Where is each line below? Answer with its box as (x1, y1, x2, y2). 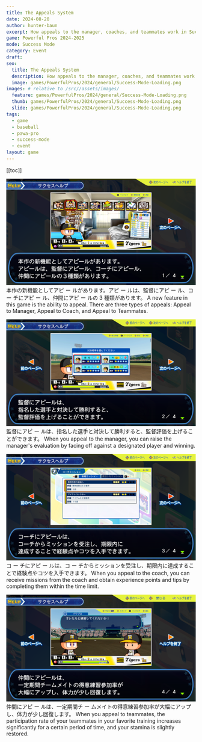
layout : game (6, 149, 39, 156)
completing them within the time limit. (6, 583, 99, 590)
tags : (6, 111, 20, 117)
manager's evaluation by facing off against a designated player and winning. (6, 442, 195, 449)
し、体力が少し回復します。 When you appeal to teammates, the (6, 710, 165, 717)
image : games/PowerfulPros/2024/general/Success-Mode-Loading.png (11, 79, 182, 85)
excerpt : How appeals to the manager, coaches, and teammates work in (6, 29, 187, 35)
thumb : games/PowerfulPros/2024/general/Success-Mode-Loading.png (11, 99, 182, 105)
